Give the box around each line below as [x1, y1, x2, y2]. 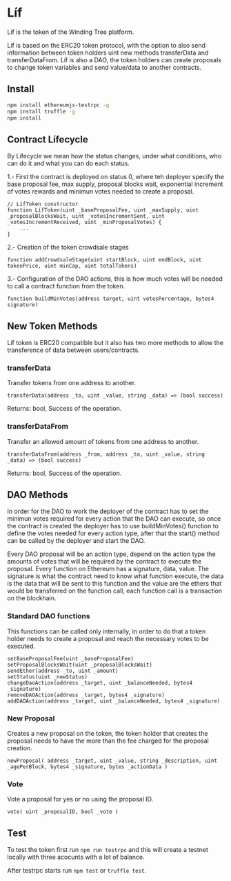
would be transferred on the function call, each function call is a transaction [7, 586, 223, 595]
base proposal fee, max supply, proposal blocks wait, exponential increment [7, 180, 223, 188]
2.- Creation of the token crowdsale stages [7, 243, 129, 252]
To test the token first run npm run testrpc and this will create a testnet [7, 846, 209, 854]
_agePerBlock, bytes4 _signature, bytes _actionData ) [7, 763, 168, 770]
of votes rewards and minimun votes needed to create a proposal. [7, 187, 194, 196]
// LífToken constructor [7, 201, 79, 208]
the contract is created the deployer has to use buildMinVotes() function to [7, 522, 219, 530]
